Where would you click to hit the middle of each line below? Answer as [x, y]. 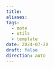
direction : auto [26, 56]
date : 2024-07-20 [27, 45]
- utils [21, 34]
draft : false [22, 50]
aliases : [17, 17]
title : [14, 12]
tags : [13, 22]
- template [25, 39]
